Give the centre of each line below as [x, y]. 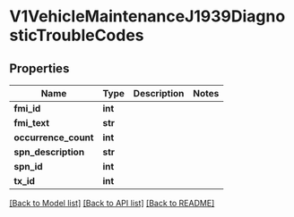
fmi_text [32, 123]
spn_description [49, 152]
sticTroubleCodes [77, 35]
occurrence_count [54, 138]
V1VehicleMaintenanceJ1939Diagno [147, 17]
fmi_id [27, 108]
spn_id [28, 167]
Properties [39, 68]
